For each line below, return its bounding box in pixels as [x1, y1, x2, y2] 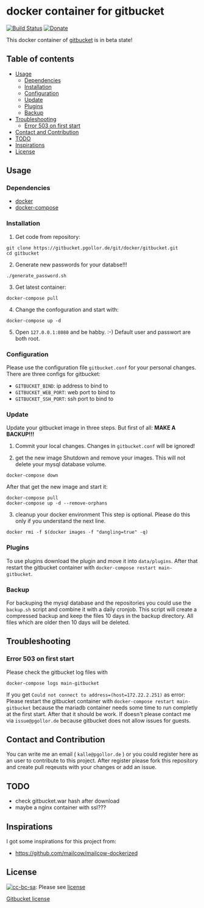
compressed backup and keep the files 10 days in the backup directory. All [6, 612, 194, 619]
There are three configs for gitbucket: [6, 371, 100, 378]
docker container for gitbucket [6, 4, 164, 18]
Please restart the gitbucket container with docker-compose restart [6, 697, 175, 704]
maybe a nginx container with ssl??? [15, 804, 107, 811]
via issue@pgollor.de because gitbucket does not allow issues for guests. [6, 717, 191, 724]
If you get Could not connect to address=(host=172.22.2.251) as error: [6, 690, 186, 698]
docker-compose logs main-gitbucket [6, 680, 99, 686]
